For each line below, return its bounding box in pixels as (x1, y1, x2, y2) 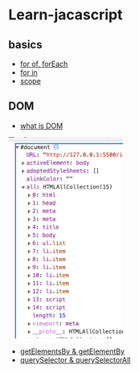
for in (19, 68, 38, 77)
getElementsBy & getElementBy (19, 346, 125, 356)
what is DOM (19, 121, 63, 131)
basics (8, 38, 43, 52)
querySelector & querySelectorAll (19, 354, 131, 364)
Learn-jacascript (8, 6, 123, 24)
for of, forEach (19, 59, 68, 68)
